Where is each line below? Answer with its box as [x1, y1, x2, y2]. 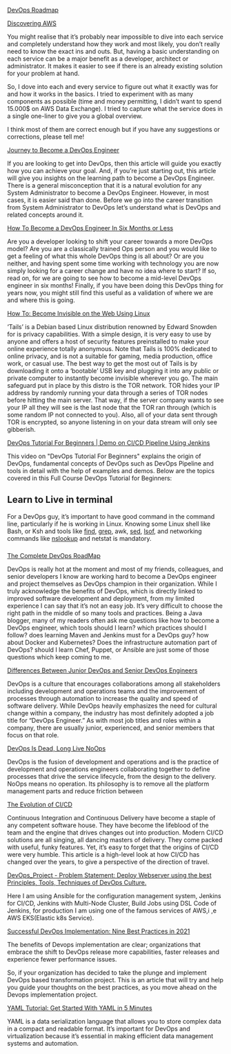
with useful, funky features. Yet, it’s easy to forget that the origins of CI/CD [7, 843, 219, 851]
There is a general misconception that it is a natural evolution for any [7, 181, 202, 189]
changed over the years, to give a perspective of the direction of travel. [7, 857, 210, 866]
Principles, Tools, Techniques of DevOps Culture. [7, 878, 147, 886]
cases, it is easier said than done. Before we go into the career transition [7, 196, 213, 204]
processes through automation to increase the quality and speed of [7, 694, 199, 702]
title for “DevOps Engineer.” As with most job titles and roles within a [7, 716, 201, 724]
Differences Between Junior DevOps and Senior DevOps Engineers [7, 666, 198, 675]
